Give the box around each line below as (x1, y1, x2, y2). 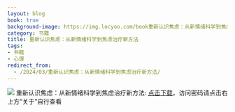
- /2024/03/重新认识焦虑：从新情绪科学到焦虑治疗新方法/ (13, 68, 161, 75)
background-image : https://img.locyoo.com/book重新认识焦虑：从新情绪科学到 (7, 23, 222, 30)
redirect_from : (7, 62, 52, 69)
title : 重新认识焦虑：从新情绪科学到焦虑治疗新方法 (7, 36, 138, 43)
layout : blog (7, 10, 45, 17)
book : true (7, 17, 39, 24)
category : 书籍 (7, 29, 50, 37)
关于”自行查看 (22, 97, 62, 105)
